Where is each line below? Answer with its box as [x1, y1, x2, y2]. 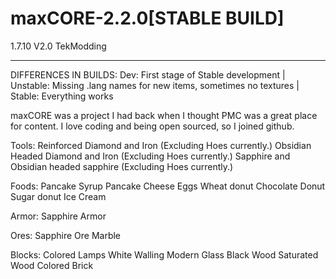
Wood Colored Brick [10, 259, 94, 271]
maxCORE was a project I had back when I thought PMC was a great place [10, 109, 318, 121]
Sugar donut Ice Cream [10, 190, 107, 202]
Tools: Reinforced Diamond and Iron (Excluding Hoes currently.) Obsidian [10, 139, 312, 151]
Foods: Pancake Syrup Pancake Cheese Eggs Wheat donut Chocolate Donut [10, 180, 326, 192]
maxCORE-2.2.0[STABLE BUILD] [10, 7, 285, 30]
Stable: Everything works [10, 90, 114, 102]
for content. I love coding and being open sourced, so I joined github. [10, 120, 295, 132]
